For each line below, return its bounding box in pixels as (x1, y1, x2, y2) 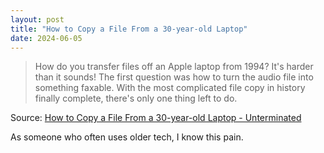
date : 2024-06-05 (10, 33, 83, 43)
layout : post (10, 14, 65, 25)
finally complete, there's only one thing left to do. (34, 92, 238, 105)
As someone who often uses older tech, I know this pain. (10, 131, 244, 143)
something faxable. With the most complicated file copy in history (34, 82, 306, 94)
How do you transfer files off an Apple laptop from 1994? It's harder (34, 61, 314, 73)
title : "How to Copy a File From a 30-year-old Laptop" (10, 24, 248, 34)
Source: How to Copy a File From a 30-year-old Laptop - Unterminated (10, 112, 302, 124)
